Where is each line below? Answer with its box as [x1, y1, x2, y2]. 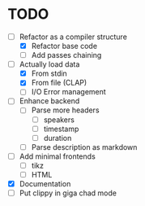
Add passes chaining [31, 50, 102, 60]
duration [43, 133, 72, 142]
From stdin [31, 68, 68, 78]
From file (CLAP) [31, 78, 87, 88]
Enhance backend [19, 96, 80, 106]
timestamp [43, 124, 79, 134]
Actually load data [19, 59, 80, 69]
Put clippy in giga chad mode [19, 188, 117, 198]
